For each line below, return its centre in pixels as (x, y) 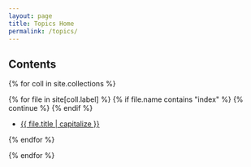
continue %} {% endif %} (51, 108)
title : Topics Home (41, 24)
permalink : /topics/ (43, 31)
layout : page (30, 16)
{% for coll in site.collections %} (62, 84)
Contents (32, 64)
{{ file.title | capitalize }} (60, 124)
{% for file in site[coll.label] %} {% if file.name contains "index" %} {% (126, 99)
